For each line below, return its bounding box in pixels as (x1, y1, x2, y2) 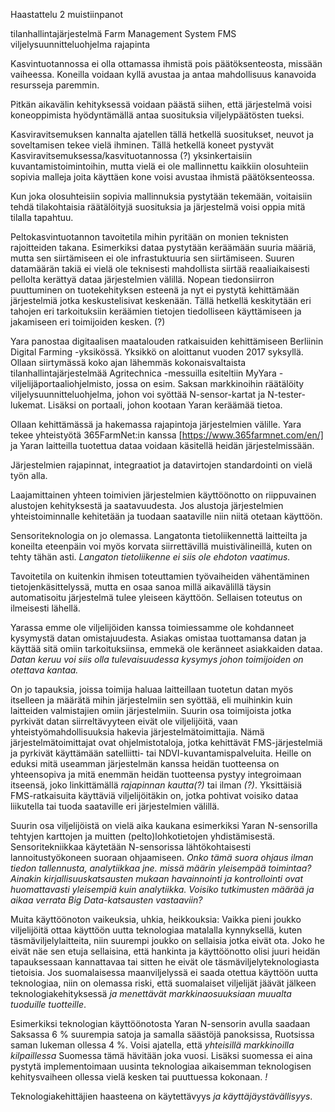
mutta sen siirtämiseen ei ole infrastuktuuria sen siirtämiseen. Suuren (10, 252, 295, 264)
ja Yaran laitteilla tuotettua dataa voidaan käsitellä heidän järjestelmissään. (10, 440, 315, 451)
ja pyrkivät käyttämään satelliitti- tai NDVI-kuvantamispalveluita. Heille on (10, 747, 312, 759)
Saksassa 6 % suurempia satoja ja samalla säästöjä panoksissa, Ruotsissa (10, 1029, 315, 1040)
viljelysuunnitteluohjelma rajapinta (10, 39, 151, 50)
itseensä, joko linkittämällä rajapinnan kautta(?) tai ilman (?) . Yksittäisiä (10, 779, 303, 791)
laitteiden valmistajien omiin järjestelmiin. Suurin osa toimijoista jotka (10, 705, 292, 716)
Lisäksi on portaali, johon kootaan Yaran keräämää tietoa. (47, 399, 283, 411)
